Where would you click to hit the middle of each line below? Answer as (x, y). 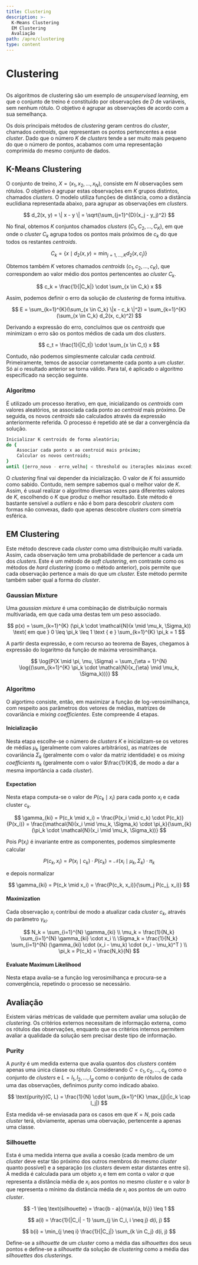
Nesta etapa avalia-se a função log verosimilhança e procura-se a (86, 977)
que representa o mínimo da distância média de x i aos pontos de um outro (96, 1190)
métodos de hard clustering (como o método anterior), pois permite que (93, 567)
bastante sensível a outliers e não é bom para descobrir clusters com (90, 503)
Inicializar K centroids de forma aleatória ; (63, 439)
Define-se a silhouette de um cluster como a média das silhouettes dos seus (99, 1243)
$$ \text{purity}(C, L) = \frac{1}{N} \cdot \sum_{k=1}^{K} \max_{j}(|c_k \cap (99, 1097)
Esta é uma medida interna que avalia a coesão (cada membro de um (90, 1155)
